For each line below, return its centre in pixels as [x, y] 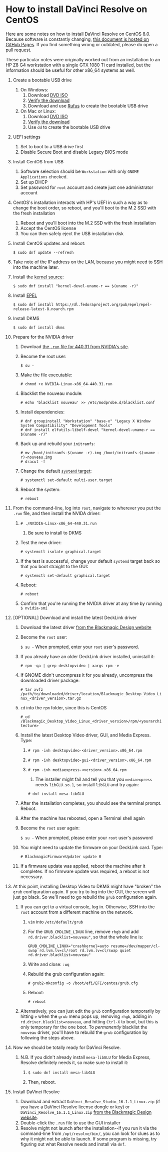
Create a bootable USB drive [42, 80]
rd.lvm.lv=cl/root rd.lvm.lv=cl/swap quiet [85, 951]
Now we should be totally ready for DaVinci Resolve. [67, 1047]
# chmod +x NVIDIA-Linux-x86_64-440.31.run [66, 384]
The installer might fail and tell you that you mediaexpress [94, 779]
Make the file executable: [46, 375]
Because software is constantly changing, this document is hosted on [77, 39]
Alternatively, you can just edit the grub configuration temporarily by [90, 1011]
